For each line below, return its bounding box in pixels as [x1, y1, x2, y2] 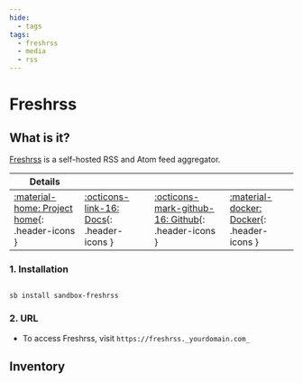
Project [41, 202, 74, 214]
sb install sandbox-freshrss [9, 291, 119, 301]
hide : [9, 13, 30, 23]
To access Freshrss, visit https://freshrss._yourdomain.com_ [22, 332, 251, 343]
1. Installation [9, 263, 69, 276]
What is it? [9, 130, 70, 145]
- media [17, 47, 47, 56]
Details [29, 175, 60, 188]
